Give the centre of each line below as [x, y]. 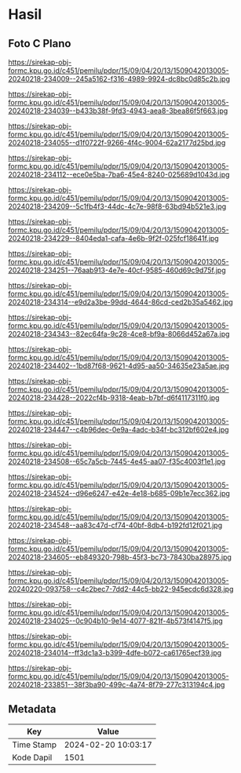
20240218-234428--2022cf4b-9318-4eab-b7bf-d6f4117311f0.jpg [114, 397]
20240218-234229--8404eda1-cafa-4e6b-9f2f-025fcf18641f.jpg [113, 238]
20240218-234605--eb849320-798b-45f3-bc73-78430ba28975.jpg [120, 557]
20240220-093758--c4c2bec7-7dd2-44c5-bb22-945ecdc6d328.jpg [121, 589]
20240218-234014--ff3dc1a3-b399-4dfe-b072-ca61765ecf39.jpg [115, 653]
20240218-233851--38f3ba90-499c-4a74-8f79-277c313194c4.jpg [117, 685]
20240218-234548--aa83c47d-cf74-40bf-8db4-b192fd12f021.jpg [115, 525]
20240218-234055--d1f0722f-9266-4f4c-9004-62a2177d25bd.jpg [117, 142]
